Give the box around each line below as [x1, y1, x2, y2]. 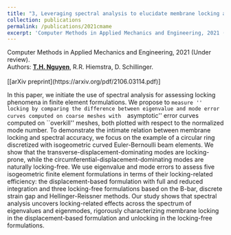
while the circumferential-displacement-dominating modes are [27, 156, 204, 164]
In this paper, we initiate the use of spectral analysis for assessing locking [7, 91, 216, 99]
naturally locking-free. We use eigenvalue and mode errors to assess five [7, 163, 215, 171]
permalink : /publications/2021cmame [7, 23, 112, 30]
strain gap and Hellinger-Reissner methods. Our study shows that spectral [7, 192, 217, 201]
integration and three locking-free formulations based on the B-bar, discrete [7, 185, 223, 193]
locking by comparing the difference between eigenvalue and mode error [7, 105, 220, 112]
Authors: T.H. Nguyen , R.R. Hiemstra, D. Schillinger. [7, 63, 153, 71]
